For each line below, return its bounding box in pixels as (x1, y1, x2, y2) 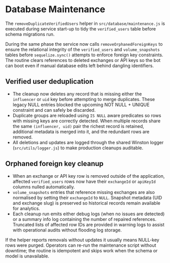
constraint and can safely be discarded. (12, 107, 96, 113)
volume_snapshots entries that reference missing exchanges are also (12, 189, 155, 195)
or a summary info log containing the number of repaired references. (12, 216, 156, 222)
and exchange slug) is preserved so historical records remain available (12, 200, 161, 206)
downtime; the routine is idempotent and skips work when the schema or (5, 247, 158, 253)
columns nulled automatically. (12, 184, 75, 190)
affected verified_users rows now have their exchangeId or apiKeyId (12, 178, 156, 184)
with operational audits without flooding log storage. (12, 227, 122, 233)
